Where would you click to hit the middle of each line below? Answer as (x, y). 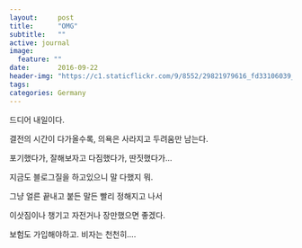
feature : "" (40, 59)
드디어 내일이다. (37, 120)
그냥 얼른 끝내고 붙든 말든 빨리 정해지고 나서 (86, 196)
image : (22, 51)
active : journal (40, 43)
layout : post (42, 18)
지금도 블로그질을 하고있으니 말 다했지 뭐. (81, 177)
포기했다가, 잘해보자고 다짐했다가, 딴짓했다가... (91, 157)
